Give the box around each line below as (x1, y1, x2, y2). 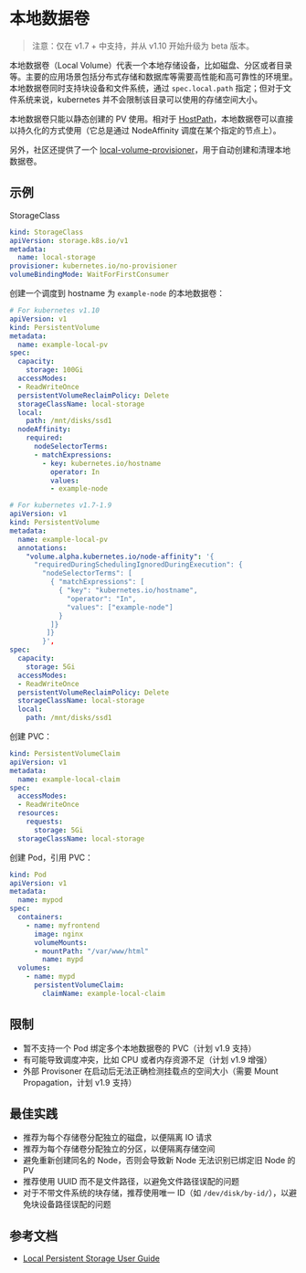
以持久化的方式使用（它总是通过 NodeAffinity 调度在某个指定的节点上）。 (9, 124, 281, 135)
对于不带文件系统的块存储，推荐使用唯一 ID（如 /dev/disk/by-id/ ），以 (22, 1187, 290, 1198)
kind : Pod (9, 870, 47, 879)
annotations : (17, 543, 68, 553)
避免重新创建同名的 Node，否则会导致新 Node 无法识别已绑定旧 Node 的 (22, 1155, 296, 1166)
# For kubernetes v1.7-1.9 (9, 501, 112, 510)
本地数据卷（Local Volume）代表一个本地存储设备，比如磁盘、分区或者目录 (9, 59, 293, 70)
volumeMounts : (33, 938, 89, 947)
